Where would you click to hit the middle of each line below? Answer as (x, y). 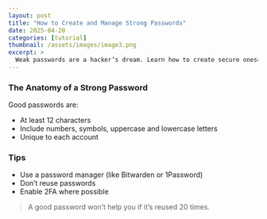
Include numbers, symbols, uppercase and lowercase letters (119, 129)
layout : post (30, 15)
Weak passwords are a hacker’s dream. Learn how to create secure (128, 60)
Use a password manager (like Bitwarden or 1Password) (111, 175)
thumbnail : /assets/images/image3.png (72, 45)
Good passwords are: (43, 105)
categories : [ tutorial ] (48, 38)
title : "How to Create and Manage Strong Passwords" (97, 23)
